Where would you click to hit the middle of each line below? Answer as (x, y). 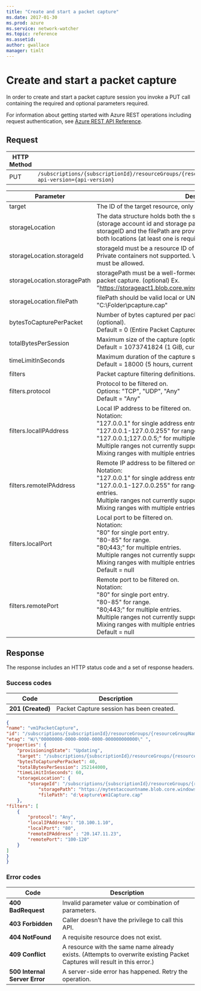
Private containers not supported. (144, 256)
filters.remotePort (34, 606)
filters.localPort (31, 543)
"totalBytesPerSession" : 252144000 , (63, 767)
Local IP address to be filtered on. (144, 408)
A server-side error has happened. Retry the (125, 971)
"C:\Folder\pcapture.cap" (132, 305)
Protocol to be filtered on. (133, 384)
